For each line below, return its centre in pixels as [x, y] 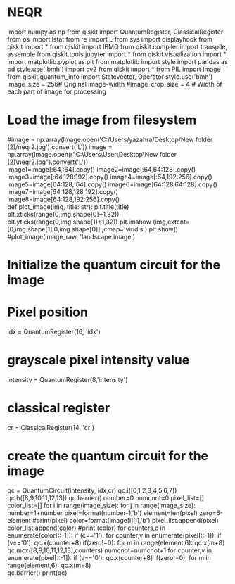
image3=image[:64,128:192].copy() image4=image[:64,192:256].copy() [110, 177]
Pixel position [47, 312]
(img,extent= [171, 222]
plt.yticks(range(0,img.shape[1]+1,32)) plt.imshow [79, 222]
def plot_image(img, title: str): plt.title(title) [68, 207]
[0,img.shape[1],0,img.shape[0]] [54, 229]
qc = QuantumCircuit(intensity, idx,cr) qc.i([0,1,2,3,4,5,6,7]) [92, 490]
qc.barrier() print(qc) [37, 572]
